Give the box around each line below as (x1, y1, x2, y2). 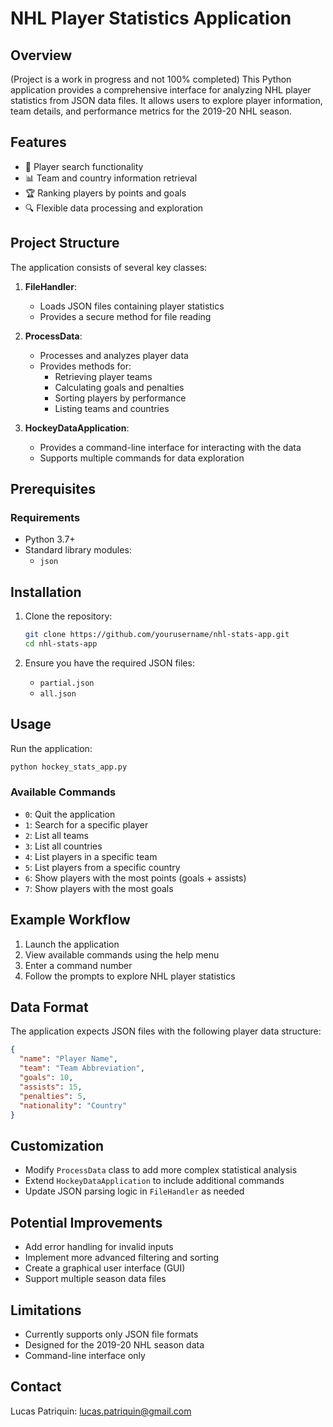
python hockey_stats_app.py (10, 762, 128, 772)
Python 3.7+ (24, 533, 76, 546)
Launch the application (24, 938, 120, 950)
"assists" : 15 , (19, 1082, 83, 1092)
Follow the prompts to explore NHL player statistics (24, 970, 236, 982)
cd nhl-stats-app (24, 639, 98, 649)
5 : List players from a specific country (24, 861, 181, 873)
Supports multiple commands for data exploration (39, 452, 245, 464)
